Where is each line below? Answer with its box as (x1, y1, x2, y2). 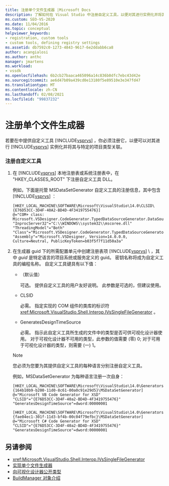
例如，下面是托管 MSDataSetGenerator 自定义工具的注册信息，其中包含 (12, 187, 161, 193)
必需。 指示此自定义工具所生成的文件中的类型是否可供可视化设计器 (20, 330, 158, 336)
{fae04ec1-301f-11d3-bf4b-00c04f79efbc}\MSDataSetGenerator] (12, 414, 144, 419)
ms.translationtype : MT (5, 82, 55, 87)
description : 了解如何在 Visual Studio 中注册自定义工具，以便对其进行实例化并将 (5, 12, 162, 17)
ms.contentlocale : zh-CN (5, 87, 57, 92)
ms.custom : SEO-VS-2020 (5, 17, 55, 22)
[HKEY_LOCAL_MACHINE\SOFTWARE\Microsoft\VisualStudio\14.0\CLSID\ (12, 203, 155, 208)
